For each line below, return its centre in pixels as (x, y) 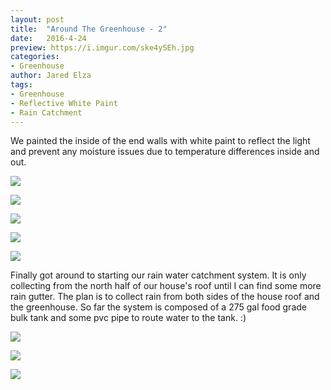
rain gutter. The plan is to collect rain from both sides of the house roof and (165, 297)
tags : (21, 85)
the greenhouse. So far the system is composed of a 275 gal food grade (158, 307)
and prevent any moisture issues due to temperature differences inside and (165, 152)
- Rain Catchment (46, 112)
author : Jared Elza (51, 76)
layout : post (37, 19)
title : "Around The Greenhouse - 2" (89, 29)
